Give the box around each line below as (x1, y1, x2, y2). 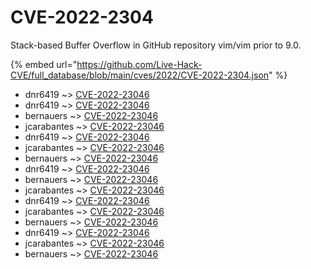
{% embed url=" (10, 58, 78, 70)
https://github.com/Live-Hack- (76, 58, 203, 70)
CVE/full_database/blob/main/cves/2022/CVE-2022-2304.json (10, 69, 270, 81)
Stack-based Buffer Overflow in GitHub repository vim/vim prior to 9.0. (10, 39, 302, 51)
